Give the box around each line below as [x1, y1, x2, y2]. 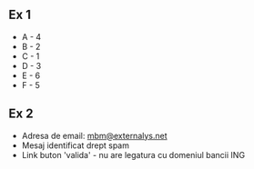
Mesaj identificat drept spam [21, 140, 129, 151]
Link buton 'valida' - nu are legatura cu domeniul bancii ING [21, 149, 246, 160]
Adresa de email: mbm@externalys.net [21, 130, 168, 141]
